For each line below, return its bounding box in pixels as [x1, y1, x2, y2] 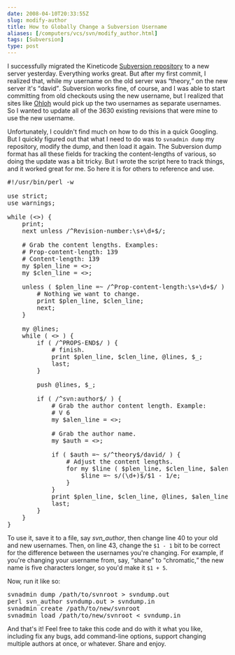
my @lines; [22, 325, 59, 333]
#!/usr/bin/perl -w [7, 178, 74, 186]
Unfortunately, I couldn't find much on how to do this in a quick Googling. [7, 127, 218, 136]
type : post [7, 43, 39, 50]
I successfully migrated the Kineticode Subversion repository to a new [7, 62, 210, 70]
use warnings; [7, 199, 56, 207]
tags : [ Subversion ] [7, 36, 64, 43]
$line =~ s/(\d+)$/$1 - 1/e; [80, 472, 181, 480]
